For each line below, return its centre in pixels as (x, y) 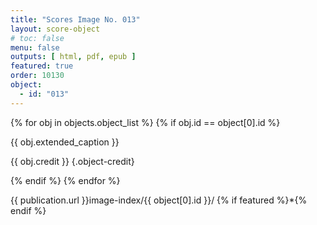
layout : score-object (55, 29)
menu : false (35, 47)
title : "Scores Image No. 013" (75, 19)
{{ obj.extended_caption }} (65, 142)
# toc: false (37, 38)
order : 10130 (37, 76)
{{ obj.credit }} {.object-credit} (72, 161)
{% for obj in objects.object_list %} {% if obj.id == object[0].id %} (145, 122)
